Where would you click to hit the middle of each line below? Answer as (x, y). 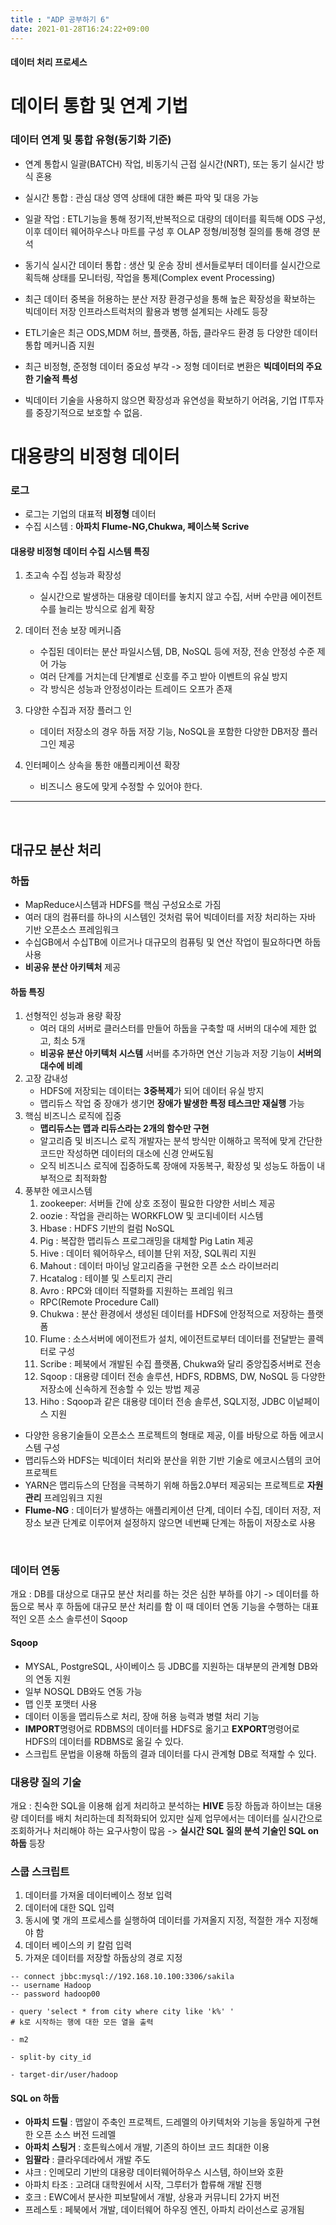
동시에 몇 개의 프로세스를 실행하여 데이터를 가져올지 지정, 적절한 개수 (158, 1920)
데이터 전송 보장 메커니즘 (73, 630)
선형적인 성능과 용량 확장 (73, 1016)
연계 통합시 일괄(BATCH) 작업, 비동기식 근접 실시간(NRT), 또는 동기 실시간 (169, 163)
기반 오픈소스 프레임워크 (72, 929)
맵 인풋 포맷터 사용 (61, 1703)
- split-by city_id (51, 2057)
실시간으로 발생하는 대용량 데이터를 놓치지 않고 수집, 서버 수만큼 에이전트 (181, 597)
